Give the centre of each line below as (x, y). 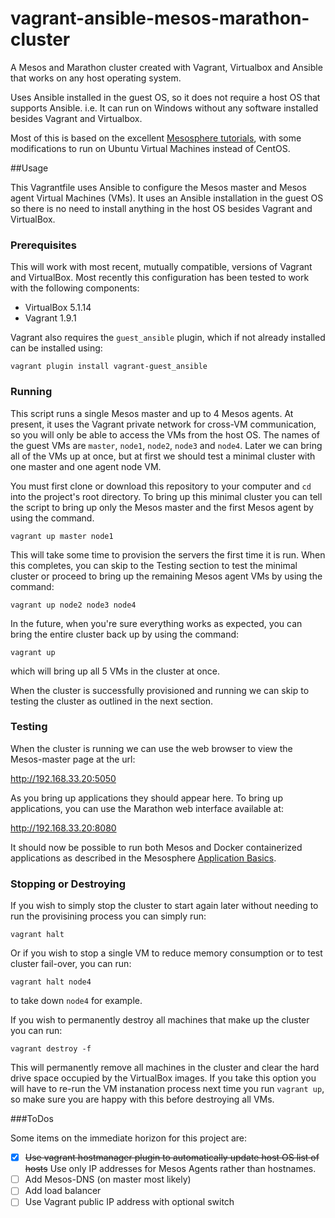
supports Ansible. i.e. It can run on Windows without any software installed (164, 108)
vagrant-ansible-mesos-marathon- (160, 18)
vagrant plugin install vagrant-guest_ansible (109, 367)
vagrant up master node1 (62, 536)
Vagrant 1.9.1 (50, 318)
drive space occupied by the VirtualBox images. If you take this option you (163, 1078)
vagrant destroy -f (51, 1049)
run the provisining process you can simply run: (108, 916)
